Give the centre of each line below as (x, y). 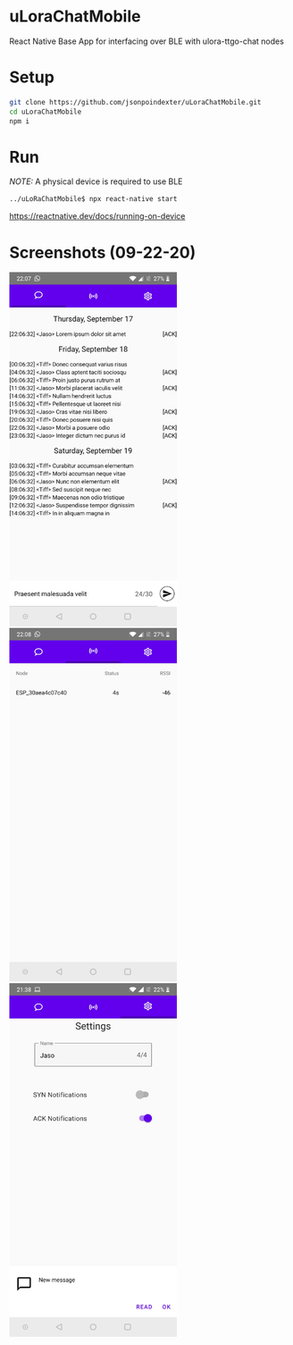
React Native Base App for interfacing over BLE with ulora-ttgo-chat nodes (146, 41)
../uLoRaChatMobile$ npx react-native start (93, 199)
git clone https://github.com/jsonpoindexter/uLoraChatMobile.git (135, 102)
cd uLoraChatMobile (46, 112)
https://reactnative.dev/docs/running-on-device (97, 216)
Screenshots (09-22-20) (103, 252)
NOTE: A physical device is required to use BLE (96, 181)
